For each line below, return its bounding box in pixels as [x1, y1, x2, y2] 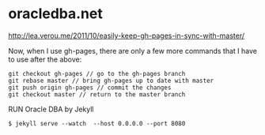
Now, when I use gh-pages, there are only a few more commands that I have [8, 46, 257, 55]
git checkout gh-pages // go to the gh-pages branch [8, 69, 186, 77]
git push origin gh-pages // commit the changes [8, 84, 172, 92]
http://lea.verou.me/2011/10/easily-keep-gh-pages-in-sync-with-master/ [8, 31, 245, 40]
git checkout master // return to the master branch [8, 90, 186, 99]
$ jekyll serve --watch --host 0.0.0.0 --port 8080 [8, 119, 186, 127]
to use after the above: [8, 54, 82, 64]
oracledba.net [8, 5, 103, 23]
